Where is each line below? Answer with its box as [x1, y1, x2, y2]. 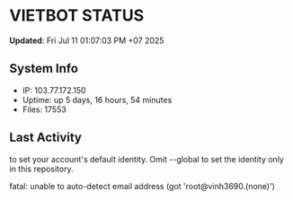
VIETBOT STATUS [9, 5, 145, 26]
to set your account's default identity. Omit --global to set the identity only [9, 153, 285, 164]
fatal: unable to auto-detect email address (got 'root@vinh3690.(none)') [9, 180, 276, 191]
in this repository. [9, 163, 74, 174]
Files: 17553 [22, 104, 67, 115]
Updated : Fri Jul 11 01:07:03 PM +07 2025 [9, 35, 164, 46]
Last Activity [9, 130, 83, 145]
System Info [9, 61, 79, 76]
